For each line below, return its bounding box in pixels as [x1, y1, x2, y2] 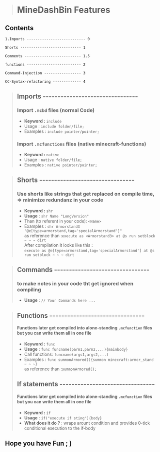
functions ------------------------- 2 [5, 62, 86, 67]
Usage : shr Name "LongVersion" [24, 213, 89, 218]
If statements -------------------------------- [16, 380, 155, 388]
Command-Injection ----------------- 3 [5, 71, 86, 75]
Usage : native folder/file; [24, 157, 82, 163]
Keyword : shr [24, 208, 53, 214]
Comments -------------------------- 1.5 [5, 54, 90, 58]
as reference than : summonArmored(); [24, 366, 97, 372]
